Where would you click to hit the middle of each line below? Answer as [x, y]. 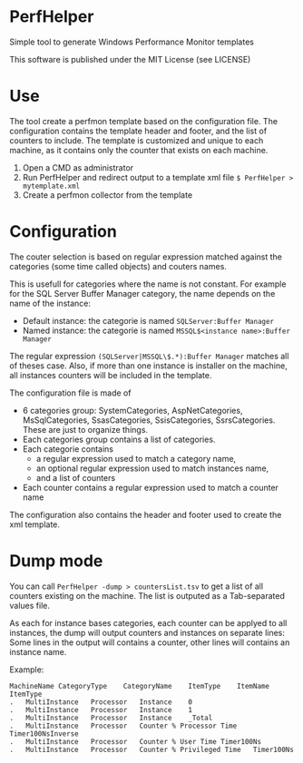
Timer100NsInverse [44, 734]
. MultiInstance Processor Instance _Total [111, 718]
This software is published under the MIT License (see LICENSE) [130, 59]
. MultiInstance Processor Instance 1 [101, 709]
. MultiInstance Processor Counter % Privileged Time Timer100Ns [152, 749]
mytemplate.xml [51, 186]
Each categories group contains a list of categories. [119, 439]
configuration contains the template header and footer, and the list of [138, 131]
